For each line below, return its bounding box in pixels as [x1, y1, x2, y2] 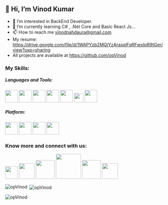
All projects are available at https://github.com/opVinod [12, 52, 126, 58]
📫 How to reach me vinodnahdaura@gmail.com [12, 29, 111, 35]
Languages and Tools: [5, 77, 53, 83]
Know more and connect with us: [5, 142, 87, 149]
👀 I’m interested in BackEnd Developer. [12, 18, 92, 24]
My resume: [12, 36, 37, 42]
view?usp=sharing [12, 47, 51, 53]
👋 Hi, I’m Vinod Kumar [5, 5, 74, 13]
